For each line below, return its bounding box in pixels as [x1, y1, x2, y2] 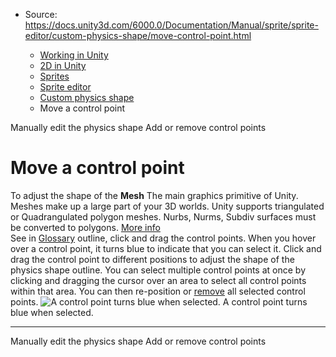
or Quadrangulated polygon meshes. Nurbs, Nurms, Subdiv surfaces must [10, 210, 317, 223]
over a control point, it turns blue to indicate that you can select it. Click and [10, 242, 322, 254]
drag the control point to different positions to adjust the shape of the [10, 253, 295, 265]
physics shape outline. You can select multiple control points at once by [10, 264, 307, 276]
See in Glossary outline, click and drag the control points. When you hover [10, 232, 317, 244]
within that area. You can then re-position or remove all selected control [10, 285, 306, 297]
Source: [24, 9, 58, 20]
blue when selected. [10, 306, 94, 318]
